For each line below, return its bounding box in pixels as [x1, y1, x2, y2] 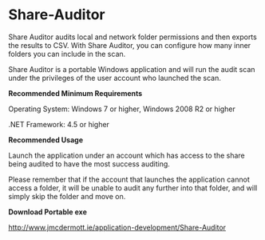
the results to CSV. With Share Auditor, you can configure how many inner [8, 40, 251, 50]
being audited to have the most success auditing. [8, 158, 170, 169]
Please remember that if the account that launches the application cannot [8, 174, 250, 184]
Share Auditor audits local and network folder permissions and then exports [8, 32, 257, 42]
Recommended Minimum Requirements [8, 88, 143, 98]
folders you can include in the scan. [8, 49, 126, 58]
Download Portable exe [8, 206, 88, 217]
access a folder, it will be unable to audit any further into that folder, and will [8, 182, 258, 193]
